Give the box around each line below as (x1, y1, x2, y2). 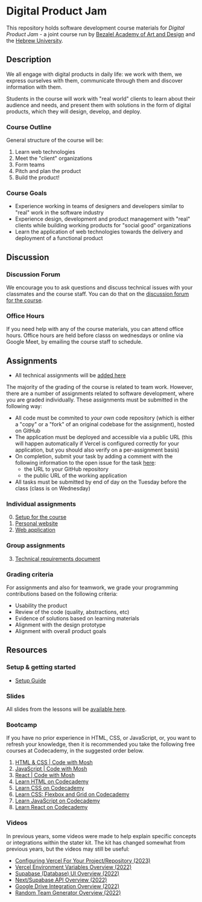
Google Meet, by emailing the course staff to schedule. (6, 338, 143, 345)
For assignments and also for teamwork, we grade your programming (6, 584, 178, 591)
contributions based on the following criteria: (6, 590, 118, 598)
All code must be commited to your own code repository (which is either (14, 414, 195, 421)
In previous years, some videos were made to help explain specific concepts (6, 832, 197, 839)
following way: (6, 403, 42, 410)
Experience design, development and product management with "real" (14, 215, 191, 222)
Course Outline (6, 122, 52, 131)
